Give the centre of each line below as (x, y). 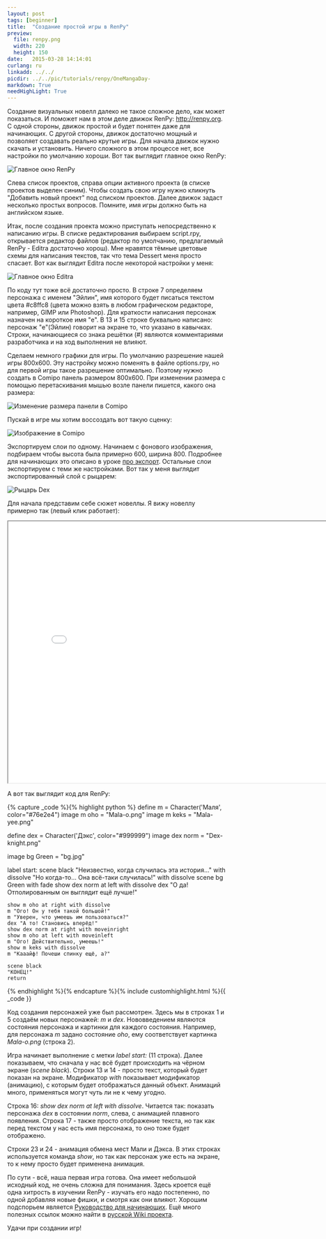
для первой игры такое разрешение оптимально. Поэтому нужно (105, 370)
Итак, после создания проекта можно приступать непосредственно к (112, 226)
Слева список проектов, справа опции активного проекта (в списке (109, 183)
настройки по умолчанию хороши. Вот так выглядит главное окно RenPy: (117, 156)
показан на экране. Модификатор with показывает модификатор (104, 1078)
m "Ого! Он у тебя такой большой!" (59, 911)
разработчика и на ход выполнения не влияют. (77, 342)
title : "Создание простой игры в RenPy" (68, 27)
